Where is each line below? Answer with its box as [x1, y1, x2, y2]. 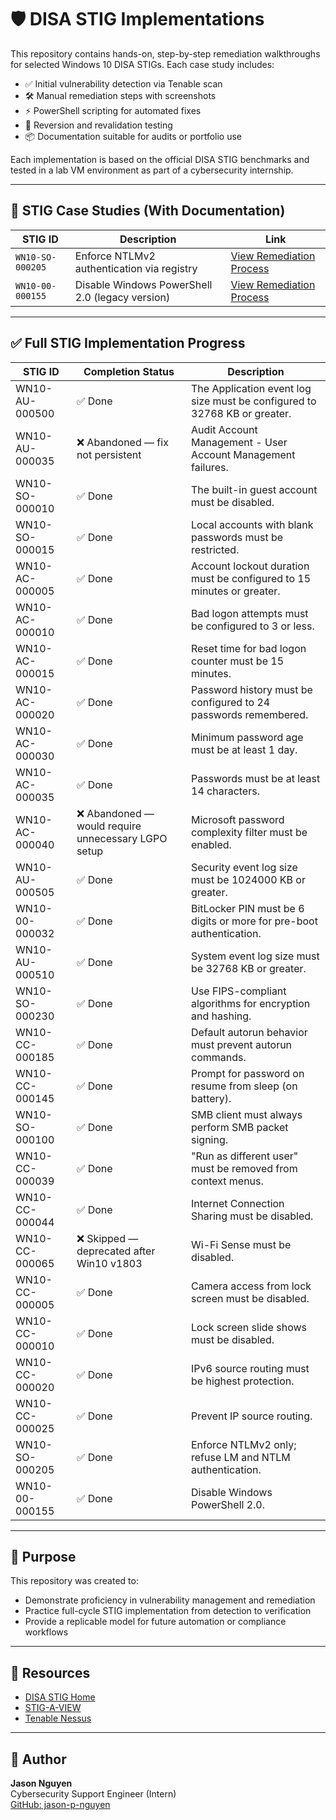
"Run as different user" [191, 1149, 299, 1163]
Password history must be [191, 682, 313, 696]
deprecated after [76, 1244, 156, 1258]
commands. [191, 1050, 247, 1064]
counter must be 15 [191, 654, 284, 668]
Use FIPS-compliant [191, 984, 287, 998]
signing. [191, 1132, 229, 1146]
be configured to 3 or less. [191, 619, 315, 633]
